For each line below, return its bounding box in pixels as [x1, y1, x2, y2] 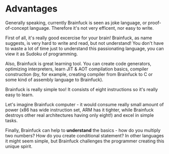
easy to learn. [5, 92, 34, 98]
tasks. [5, 117, 18, 123]
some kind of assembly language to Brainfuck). [5, 76, 103, 83]
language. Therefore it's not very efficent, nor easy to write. [29, 25, 154, 31]
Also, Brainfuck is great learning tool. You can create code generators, [5, 60, 151, 66]
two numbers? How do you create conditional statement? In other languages [5, 132, 164, 138]
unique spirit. [5, 143, 33, 149]
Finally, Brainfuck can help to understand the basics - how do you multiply [5, 127, 161, 133]
